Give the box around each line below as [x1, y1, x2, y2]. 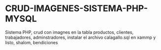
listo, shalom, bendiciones [5, 39, 58, 45]
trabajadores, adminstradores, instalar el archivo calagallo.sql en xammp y [5, 34, 156, 40]
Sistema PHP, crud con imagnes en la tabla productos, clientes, [5, 29, 134, 35]
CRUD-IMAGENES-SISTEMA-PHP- [5, 3, 148, 14]
